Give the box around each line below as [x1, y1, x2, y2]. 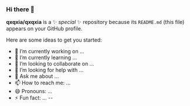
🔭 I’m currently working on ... [14, 48, 84, 55]
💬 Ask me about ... [14, 73, 59, 80]
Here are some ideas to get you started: [6, 36, 103, 43]
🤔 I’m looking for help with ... [14, 67, 84, 74]
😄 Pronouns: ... [14, 88, 53, 95]
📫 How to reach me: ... [14, 79, 71, 87]
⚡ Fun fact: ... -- [14, 94, 53, 101]
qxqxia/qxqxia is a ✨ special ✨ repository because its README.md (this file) [6, 19, 185, 26]
